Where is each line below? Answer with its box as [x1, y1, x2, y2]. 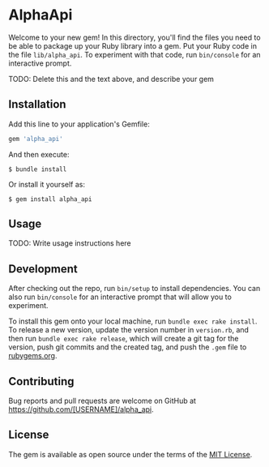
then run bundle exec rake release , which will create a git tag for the [8, 334, 239, 344]
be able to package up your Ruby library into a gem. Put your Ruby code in [8, 41, 258, 50]
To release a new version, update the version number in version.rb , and [8, 325, 250, 335]
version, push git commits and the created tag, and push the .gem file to [8, 342, 247, 352]
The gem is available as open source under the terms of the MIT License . [8, 449, 253, 459]
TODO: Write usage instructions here [8, 238, 131, 248]
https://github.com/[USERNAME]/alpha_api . [8, 405, 154, 414]
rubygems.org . [8, 351, 58, 361]
